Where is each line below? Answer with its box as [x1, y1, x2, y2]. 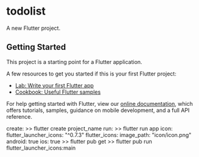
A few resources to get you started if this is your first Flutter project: [6, 70, 176, 77]
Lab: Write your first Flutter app [15, 82, 94, 89]
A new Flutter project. [6, 24, 61, 32]
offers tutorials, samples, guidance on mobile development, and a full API [6, 106, 190, 114]
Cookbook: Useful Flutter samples [15, 88, 101, 96]
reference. [6, 113, 32, 120]
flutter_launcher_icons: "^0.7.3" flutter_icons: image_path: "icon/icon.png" [6, 131, 192, 138]
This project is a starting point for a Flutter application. [6, 58, 142, 65]
